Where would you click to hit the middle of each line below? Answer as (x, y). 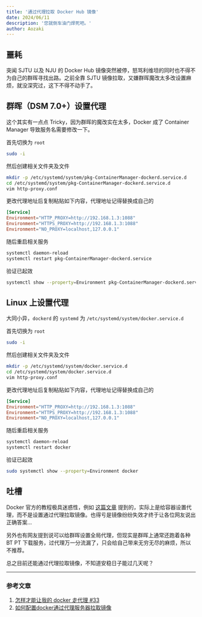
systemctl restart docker (38, 447)
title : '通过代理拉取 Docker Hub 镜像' (53, 12)
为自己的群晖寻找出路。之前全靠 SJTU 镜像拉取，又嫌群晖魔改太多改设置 (96, 78)
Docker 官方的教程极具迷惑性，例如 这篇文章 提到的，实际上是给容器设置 (96, 507)
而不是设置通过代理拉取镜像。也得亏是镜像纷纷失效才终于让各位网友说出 (106, 514)
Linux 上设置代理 (38, 302)
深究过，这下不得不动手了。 (61, 86)
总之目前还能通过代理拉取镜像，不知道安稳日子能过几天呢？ (80, 563)
